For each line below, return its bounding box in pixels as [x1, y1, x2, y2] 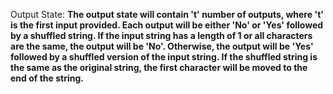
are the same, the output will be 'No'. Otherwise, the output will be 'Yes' [10, 40, 314, 52]
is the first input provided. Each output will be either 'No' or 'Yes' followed [10, 19, 324, 31]
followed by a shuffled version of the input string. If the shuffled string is [10, 51, 318, 63]
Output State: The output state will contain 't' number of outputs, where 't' [10, 9, 324, 20]
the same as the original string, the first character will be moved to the [10, 62, 308, 73]
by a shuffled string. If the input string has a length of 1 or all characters [10, 30, 313, 41]
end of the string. [10, 72, 84, 84]
